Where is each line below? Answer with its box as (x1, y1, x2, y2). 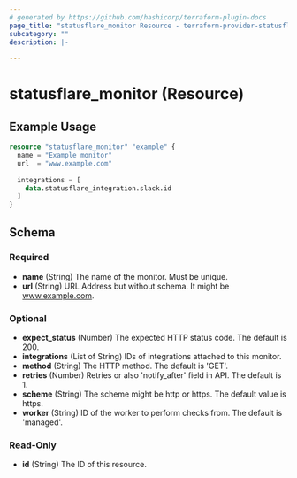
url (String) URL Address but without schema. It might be (21, 281, 230, 291)
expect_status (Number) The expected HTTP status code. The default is (21, 333, 287, 343)
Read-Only (9, 439, 57, 451)
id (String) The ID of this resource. (21, 459, 148, 470)
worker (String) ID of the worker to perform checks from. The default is (21, 408, 283, 419)
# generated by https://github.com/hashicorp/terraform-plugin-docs (9, 12, 267, 22)
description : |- (9, 37, 69, 47)
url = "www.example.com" (17, 158, 113, 168)
